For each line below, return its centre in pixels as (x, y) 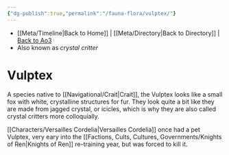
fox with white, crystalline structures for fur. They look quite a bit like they (111, 102)
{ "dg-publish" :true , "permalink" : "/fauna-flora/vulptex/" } (92, 13)
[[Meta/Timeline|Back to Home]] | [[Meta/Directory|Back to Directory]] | (118, 33)
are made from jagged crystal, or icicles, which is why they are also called (112, 109)
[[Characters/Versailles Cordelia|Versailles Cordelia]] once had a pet (104, 129)
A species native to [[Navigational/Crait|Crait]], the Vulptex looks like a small (115, 94)
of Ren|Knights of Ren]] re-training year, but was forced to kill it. (97, 144)
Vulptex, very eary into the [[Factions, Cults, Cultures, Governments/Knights (114, 136)
